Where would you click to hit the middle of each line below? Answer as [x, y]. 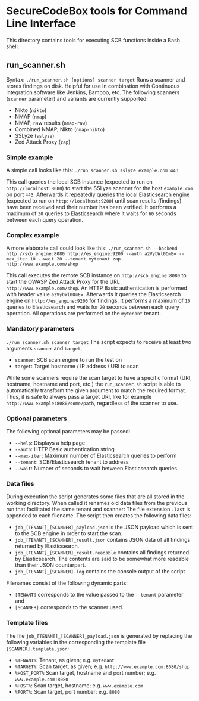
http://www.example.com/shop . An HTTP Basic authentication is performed [97, 288]
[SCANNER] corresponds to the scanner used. [69, 607]
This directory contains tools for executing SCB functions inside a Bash [93, 40]
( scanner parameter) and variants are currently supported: [77, 98]
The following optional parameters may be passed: [68, 431]
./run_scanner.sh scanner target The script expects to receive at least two [99, 342]
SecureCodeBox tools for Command [97, 11]
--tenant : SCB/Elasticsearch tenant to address [72, 462]
